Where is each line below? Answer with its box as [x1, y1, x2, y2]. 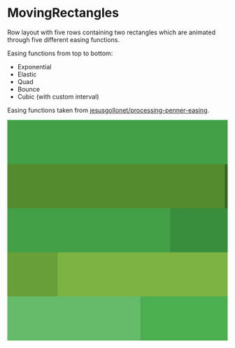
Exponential [17, 62, 52, 71]
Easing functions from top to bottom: [7, 49, 113, 57]
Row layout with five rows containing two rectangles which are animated [7, 28, 215, 36]
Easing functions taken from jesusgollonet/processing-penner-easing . [7, 106, 210, 114]
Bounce [17, 85, 41, 93]
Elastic [17, 70, 37, 78]
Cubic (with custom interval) [17, 92, 99, 101]
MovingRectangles [7, 5, 120, 21]
